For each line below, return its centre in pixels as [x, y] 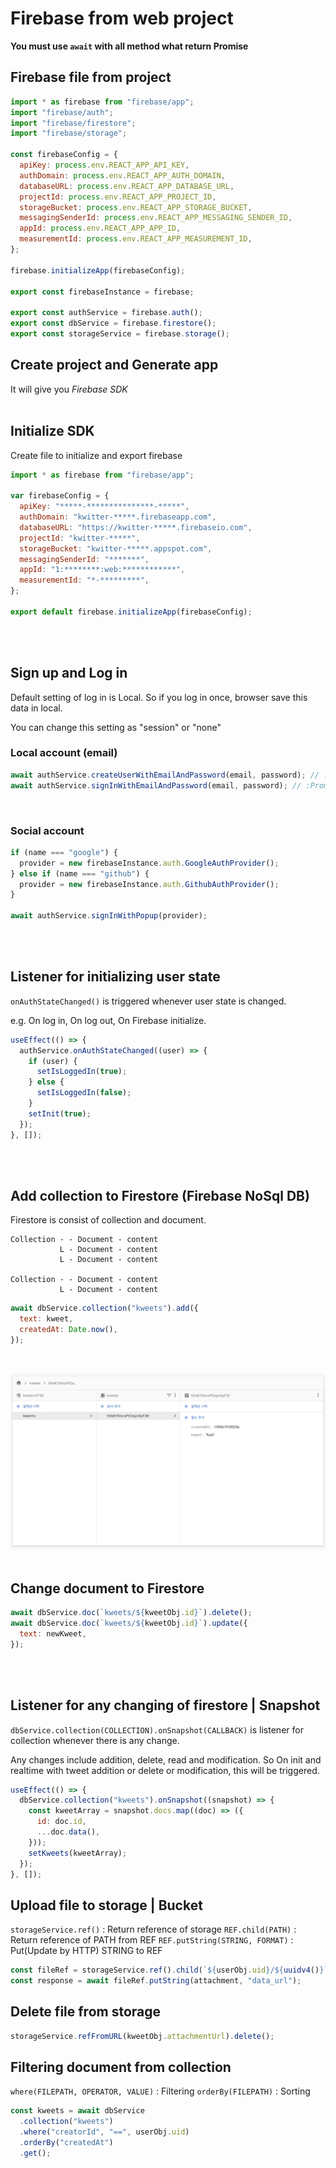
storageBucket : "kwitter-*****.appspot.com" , [116, 548]
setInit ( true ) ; [60, 1113]
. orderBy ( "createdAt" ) [66, 2143]
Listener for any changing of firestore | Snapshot [165, 1705]
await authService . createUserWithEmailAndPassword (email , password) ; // [165, 775]
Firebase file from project [91, 77]
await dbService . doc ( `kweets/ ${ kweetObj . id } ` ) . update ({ [129, 1623]
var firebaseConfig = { [60, 496]
